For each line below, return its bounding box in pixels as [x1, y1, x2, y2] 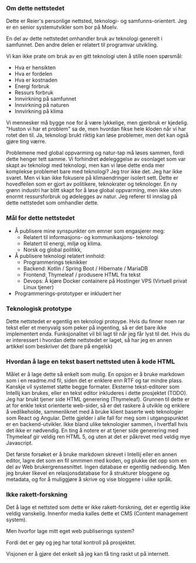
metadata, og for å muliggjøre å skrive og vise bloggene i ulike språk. [6, 476, 173, 483]
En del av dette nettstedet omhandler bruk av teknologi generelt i [6, 35, 163, 42]
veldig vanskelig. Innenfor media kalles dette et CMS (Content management [6, 510, 188, 517]
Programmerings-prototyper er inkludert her [14, 290, 122, 297]
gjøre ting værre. [6, 138, 47, 145]
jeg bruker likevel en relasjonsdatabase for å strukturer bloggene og [6, 470, 170, 477]
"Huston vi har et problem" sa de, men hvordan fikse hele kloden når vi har [6, 125, 187, 133]
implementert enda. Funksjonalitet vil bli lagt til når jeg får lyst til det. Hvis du [6, 330, 190, 337]
